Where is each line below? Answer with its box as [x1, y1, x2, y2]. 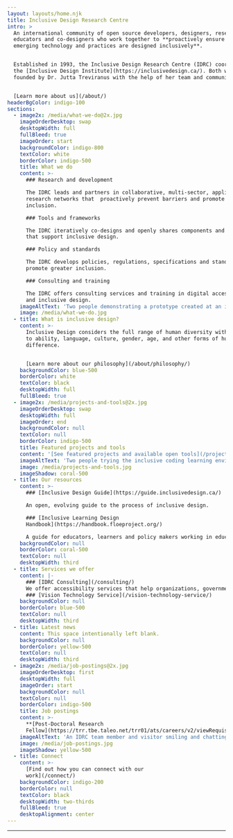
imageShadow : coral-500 [19, 470, 89, 477]
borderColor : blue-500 [19, 605, 85, 612]
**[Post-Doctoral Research [25, 721, 104, 728]
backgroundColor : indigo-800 [19, 144, 104, 151]
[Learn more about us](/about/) [13, 92, 107, 99]
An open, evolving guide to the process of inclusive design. [25, 502, 209, 509]
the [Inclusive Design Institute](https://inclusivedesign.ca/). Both [13, 67, 222, 74]
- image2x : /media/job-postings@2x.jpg [13, 662, 129, 670]
